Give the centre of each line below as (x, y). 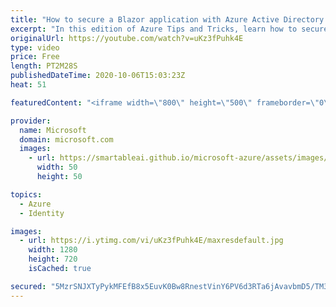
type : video (35, 47)
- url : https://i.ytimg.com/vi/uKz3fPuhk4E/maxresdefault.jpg (151, 241)
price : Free (35, 57)
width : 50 (57, 167)
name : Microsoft (53, 130)
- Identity (42, 213)
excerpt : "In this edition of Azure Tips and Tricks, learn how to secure (169, 29)
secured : (28, 286)
